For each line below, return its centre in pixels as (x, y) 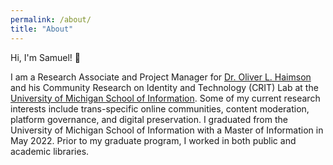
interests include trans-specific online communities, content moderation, (160, 108)
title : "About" (42, 29)
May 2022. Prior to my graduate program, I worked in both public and (153, 140)
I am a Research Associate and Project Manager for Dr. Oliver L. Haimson (161, 77)
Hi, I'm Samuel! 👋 (46, 57)
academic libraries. (50, 151)
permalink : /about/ (51, 19)
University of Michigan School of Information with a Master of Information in (167, 130)
